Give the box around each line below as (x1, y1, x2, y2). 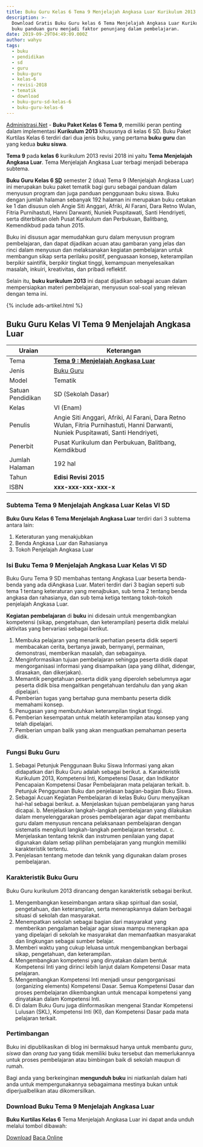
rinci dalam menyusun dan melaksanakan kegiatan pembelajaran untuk (6, 246, 183, 253)
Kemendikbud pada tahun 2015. (6, 221, 85, 229)
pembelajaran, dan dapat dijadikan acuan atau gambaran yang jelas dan (6, 239, 185, 247)
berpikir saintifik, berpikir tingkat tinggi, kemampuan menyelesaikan (6, 259, 175, 266)
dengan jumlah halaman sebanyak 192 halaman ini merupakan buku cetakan (6, 196, 196, 203)
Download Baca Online (6, 1134, 63, 1142)
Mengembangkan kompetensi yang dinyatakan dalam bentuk (14, 957, 167, 964)
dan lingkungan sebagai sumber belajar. (14, 937, 115, 944)
